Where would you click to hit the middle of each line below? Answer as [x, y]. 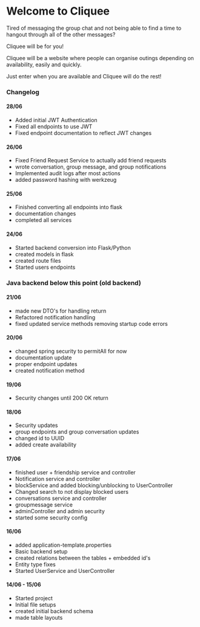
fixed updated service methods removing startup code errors [91, 324]
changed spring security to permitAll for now [71, 351]
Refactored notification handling [55, 317]
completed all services [43, 220]
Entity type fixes [35, 564]
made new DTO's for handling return [61, 311]
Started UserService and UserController [65, 570]
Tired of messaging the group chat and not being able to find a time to [94, 28]
